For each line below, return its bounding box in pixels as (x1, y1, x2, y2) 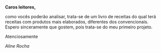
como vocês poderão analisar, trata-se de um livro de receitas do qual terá (5, 14, 156, 19)
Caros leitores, (5, 4, 36, 10)
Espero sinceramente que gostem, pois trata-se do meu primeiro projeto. (5, 24, 153, 30)
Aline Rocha (5, 43, 29, 49)
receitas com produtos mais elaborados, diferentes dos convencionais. (5, 19, 149, 25)
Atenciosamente (5, 34, 38, 39)
